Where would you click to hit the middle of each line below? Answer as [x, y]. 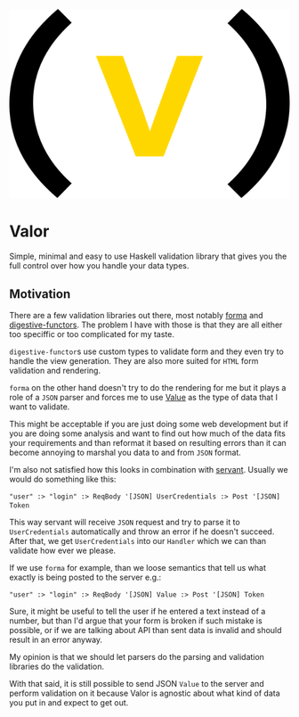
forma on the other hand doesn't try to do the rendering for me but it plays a [148, 387]
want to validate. [40, 407]
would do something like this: [63, 479]
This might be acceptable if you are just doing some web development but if [149, 424]
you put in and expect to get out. [69, 702]
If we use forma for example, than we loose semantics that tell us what [138, 567]
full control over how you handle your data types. [99, 266]
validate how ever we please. [63, 550]
